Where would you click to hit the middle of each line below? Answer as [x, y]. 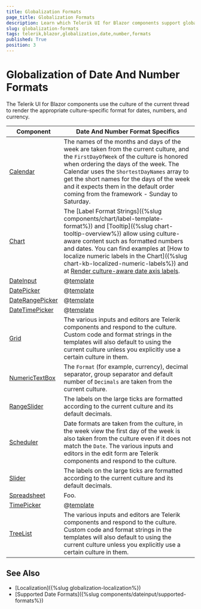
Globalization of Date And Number [93, 75]
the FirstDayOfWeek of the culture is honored [126, 156]
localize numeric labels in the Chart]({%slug [125, 256]
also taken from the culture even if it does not [127, 439]
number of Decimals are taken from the [118, 382]
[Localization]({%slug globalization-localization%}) [78, 587]
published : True [26, 39]
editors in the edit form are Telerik [111, 453]
